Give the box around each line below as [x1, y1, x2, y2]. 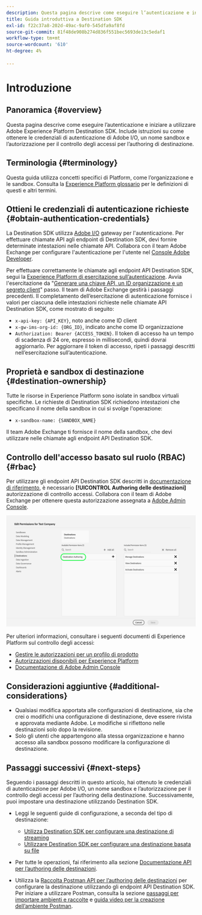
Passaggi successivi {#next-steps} [6, 762, 141, 773]
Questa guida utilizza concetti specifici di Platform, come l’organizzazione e [6, 174, 194, 181]
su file [23, 847, 40, 854]
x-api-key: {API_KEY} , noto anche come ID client [14, 317, 137, 324]
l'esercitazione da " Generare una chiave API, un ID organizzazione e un [6, 279, 183, 287]
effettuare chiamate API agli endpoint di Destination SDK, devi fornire [6, 236, 177, 243]
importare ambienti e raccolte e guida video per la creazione [14, 896, 165, 903]
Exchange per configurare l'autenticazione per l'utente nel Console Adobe [6, 249, 191, 256]
